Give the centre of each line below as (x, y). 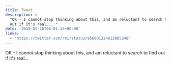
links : (12, 34)
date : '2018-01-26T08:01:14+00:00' (43, 29)
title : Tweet (19, 10)
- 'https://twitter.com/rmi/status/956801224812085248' (70, 39)
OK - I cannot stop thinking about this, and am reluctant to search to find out (85, 53)
